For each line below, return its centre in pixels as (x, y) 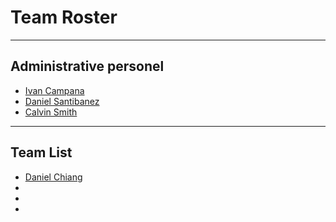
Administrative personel (87, 66)
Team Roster (64, 17)
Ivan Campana (54, 90)
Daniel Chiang (53, 177)
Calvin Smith (51, 112)
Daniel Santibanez (62, 101)
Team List (41, 152)
